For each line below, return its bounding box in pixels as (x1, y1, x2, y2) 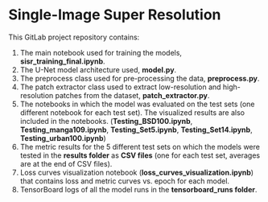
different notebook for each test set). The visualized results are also (19, 107, 245, 117)
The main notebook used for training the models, (19, 47, 183, 57)
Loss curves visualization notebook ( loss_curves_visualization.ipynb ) (19, 167, 254, 177)
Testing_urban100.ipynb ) (19, 133, 106, 142)
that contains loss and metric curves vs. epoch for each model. (19, 175, 230, 186)
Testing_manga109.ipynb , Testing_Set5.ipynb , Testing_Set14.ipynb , (19, 125, 253, 134)
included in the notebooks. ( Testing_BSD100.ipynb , (19, 116, 193, 126)
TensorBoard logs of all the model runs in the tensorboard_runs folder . (19, 184, 258, 194)
